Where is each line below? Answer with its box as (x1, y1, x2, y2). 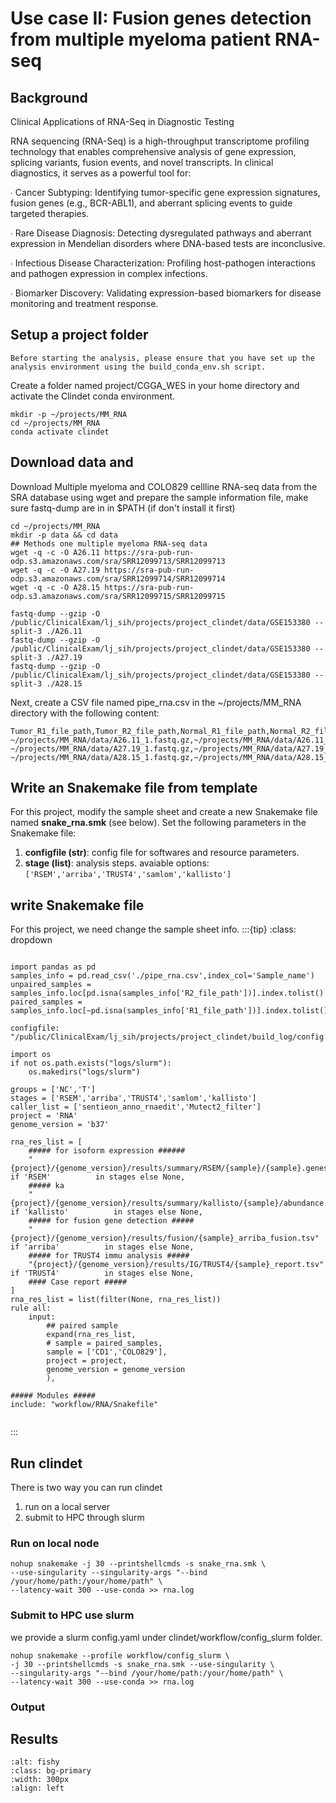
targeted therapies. (10, 208, 90, 219)
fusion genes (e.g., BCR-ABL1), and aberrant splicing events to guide (10, 197, 293, 209)
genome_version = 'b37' (10, 1120, 110, 1130)
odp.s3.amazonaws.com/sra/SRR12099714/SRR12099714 (10, 573, 226, 584)
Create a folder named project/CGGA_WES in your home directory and (10, 379, 300, 391)
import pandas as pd (10, 962, 97, 972)
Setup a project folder (10, 327, 149, 344)
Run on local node (10, 1536, 100, 1550)
